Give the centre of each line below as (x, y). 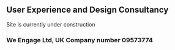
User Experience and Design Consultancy (87, 10)
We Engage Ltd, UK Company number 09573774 (80, 40)
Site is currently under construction (51, 24)
